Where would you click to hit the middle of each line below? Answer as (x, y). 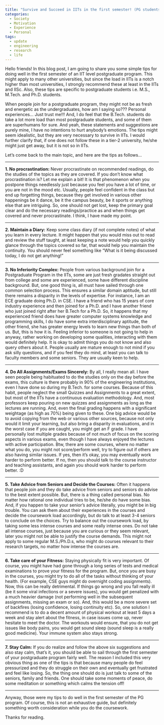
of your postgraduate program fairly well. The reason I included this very (78, 658)
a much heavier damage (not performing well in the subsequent (69, 597)
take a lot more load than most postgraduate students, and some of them (79, 120)
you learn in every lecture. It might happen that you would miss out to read (80, 235)
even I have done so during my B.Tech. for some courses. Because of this (79, 387)
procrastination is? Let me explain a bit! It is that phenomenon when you (77, 180)
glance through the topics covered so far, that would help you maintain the (80, 245)
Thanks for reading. (25, 717)
